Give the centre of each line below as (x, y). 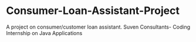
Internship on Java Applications (44, 33)
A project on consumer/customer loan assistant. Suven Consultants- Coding (98, 27)
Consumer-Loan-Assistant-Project (93, 11)
